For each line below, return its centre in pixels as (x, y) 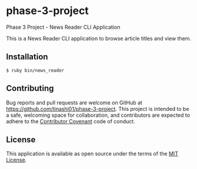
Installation (27, 57)
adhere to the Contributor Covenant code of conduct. (71, 121)
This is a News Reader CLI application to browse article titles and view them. (99, 38)
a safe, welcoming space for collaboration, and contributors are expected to (98, 115)
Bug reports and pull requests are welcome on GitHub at (74, 102)
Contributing (30, 88)
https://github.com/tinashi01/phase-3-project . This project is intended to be (98, 109)
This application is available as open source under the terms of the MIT (92, 154)
